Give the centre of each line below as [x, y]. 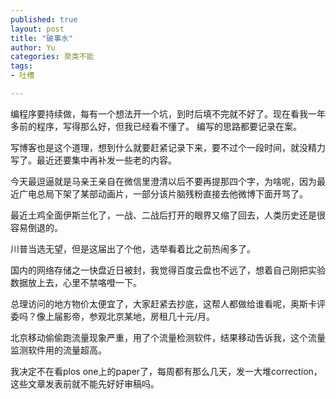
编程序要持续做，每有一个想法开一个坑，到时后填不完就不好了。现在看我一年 [168, 113]
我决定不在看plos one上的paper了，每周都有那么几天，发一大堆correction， [166, 371]
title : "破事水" [42, 38]
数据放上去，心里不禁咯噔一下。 [76, 282]
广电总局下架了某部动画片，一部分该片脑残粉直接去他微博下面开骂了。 [163, 193]
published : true [44, 19]
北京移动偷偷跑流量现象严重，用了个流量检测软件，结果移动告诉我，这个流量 [168, 337]
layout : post [37, 29]
